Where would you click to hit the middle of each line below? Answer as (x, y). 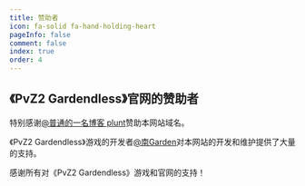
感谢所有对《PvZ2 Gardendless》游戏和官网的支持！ (108, 172)
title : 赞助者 (34, 18)
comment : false (38, 43)
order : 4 (26, 60)
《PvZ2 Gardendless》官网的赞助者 (104, 99)
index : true (32, 52)
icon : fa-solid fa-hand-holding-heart (83, 26)
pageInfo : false (40, 34)
